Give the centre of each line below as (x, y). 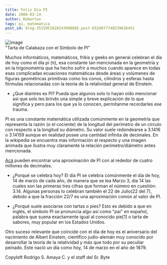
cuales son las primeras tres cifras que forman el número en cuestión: (84, 186)
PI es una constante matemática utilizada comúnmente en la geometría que (83, 119)
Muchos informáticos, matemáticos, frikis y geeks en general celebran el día (83, 57)
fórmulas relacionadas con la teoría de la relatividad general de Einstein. (79, 84)
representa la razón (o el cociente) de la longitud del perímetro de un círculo (83, 125)
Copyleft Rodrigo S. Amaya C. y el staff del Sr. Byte (58, 258)
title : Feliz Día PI (27, 10)
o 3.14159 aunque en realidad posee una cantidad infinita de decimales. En (82, 135)
